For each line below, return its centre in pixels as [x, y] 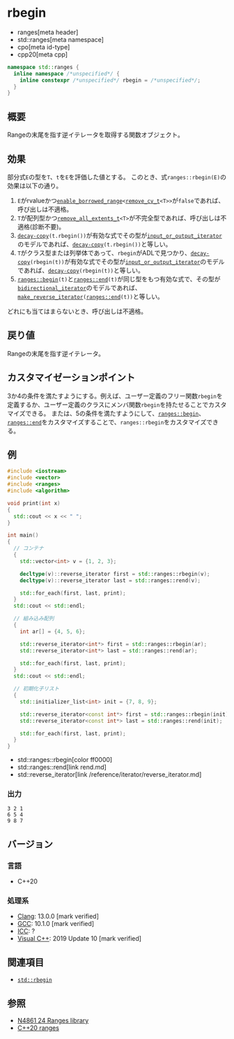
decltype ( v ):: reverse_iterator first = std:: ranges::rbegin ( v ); [115, 574]
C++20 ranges [38, 1028]
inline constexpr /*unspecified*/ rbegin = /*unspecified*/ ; [110, 80]
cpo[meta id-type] [44, 47]
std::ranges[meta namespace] [61, 39]
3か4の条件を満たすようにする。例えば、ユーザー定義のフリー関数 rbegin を [115, 396]
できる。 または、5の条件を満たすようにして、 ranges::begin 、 [115, 413]
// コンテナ [29, 548]
